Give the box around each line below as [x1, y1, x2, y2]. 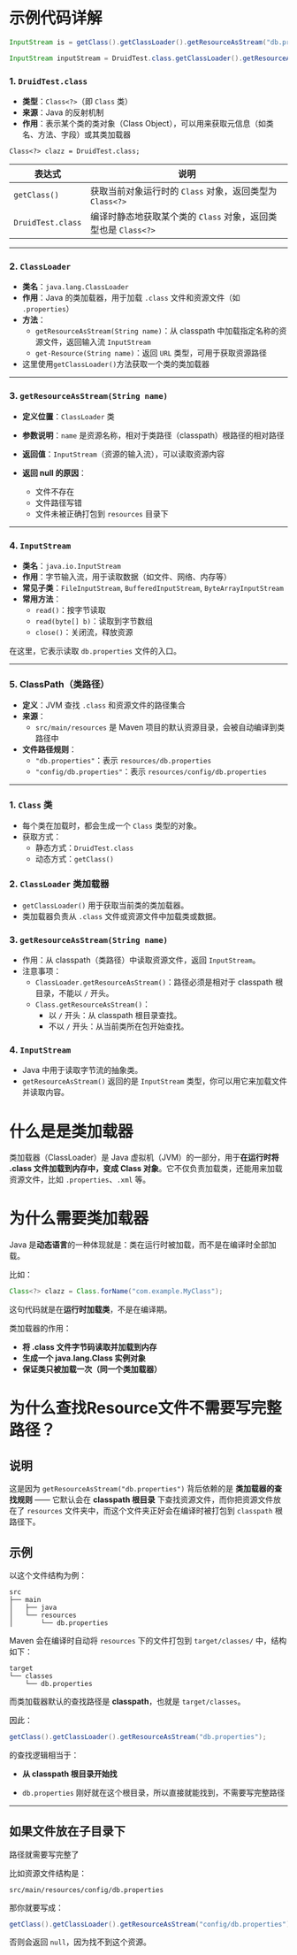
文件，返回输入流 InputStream [42, 337, 152, 348]
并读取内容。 [21, 1087, 69, 1098]
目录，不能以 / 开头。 [34, 988, 114, 999]
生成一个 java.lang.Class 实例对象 [21, 1353, 146, 1363]
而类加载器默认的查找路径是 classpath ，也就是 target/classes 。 [9, 1696, 246, 1706]
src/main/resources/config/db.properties [9, 1885, 164, 1894]
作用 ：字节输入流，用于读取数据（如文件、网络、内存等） [21, 571, 232, 582]
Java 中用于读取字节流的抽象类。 [21, 1065, 143, 1076]
